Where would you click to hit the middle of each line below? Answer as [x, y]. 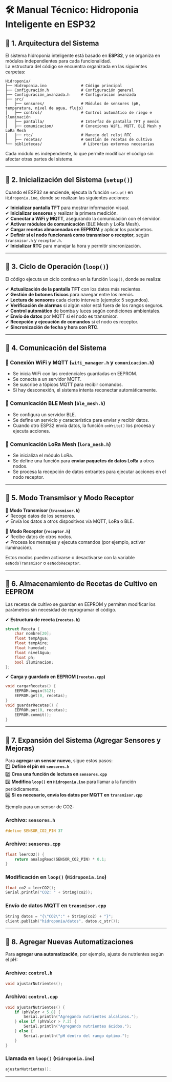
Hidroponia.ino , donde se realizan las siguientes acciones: [67, 197]
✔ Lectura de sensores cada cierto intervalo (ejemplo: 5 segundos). [77, 300]
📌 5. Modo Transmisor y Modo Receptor [70, 498]
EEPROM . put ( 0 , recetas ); [41, 710]
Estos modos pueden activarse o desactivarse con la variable [70, 557]
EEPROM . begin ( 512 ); [35, 691]
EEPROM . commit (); [33, 715]
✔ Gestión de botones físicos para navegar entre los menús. [70, 294]
